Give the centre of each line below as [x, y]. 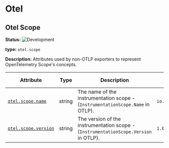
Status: [13, 39]
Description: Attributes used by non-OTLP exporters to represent [73, 59]
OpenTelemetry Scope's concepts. [41, 64]
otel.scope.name [27, 101]
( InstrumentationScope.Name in [114, 104]
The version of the [99, 119]
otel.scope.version [31, 129]
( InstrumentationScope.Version [115, 132]
